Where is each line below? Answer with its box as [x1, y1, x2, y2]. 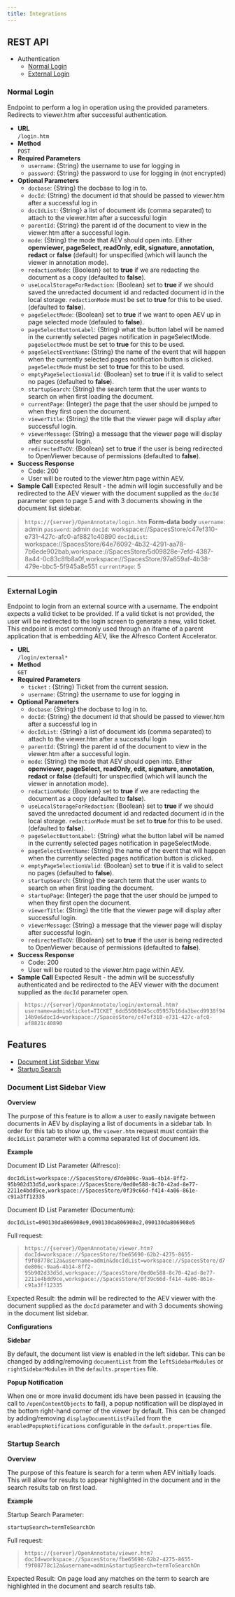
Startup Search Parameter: [7, 1511, 85, 1519]
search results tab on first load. [7, 1483, 97, 1492]
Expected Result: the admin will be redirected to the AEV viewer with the [7, 1294, 215, 1303]
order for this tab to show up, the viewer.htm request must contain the [7, 1127, 209, 1135]
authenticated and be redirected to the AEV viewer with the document [17, 980, 219, 989]
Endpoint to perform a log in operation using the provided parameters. [7, 103, 210, 111]
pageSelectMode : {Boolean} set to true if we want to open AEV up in [27, 310, 222, 319]
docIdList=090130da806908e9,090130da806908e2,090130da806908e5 [7, 1219, 196, 1226]
